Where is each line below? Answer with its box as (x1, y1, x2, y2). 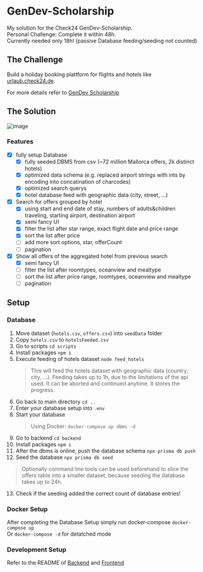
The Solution (7, 106, 56, 117)
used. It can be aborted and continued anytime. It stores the (30, 380, 180, 387)
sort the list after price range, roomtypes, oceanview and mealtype (24, 273, 192, 280)
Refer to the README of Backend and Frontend (7, 559, 124, 567)
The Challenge (7, 54, 63, 65)
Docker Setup (7, 505, 48, 513)
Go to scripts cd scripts (15, 342, 77, 349)
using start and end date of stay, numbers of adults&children (24, 205, 176, 212)
